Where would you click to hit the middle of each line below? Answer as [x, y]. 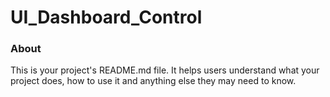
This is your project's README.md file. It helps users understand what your [165, 70]
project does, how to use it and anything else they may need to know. [153, 81]
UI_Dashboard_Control [106, 17]
